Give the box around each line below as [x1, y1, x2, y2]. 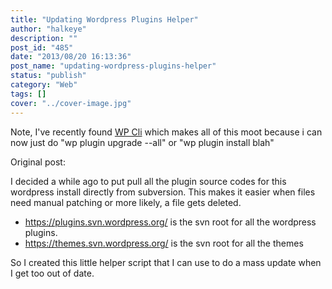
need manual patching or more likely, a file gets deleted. [10, 196, 242, 208]
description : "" [10, 33, 78, 43]
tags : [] [10, 89, 47, 99]
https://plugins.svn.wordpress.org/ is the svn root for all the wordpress [24, 216, 317, 228]
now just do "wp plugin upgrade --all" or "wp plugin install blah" [10, 136, 275, 148]
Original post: [10, 156, 66, 168]
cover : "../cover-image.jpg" [10, 98, 132, 108]
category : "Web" [10, 80, 78, 90]
